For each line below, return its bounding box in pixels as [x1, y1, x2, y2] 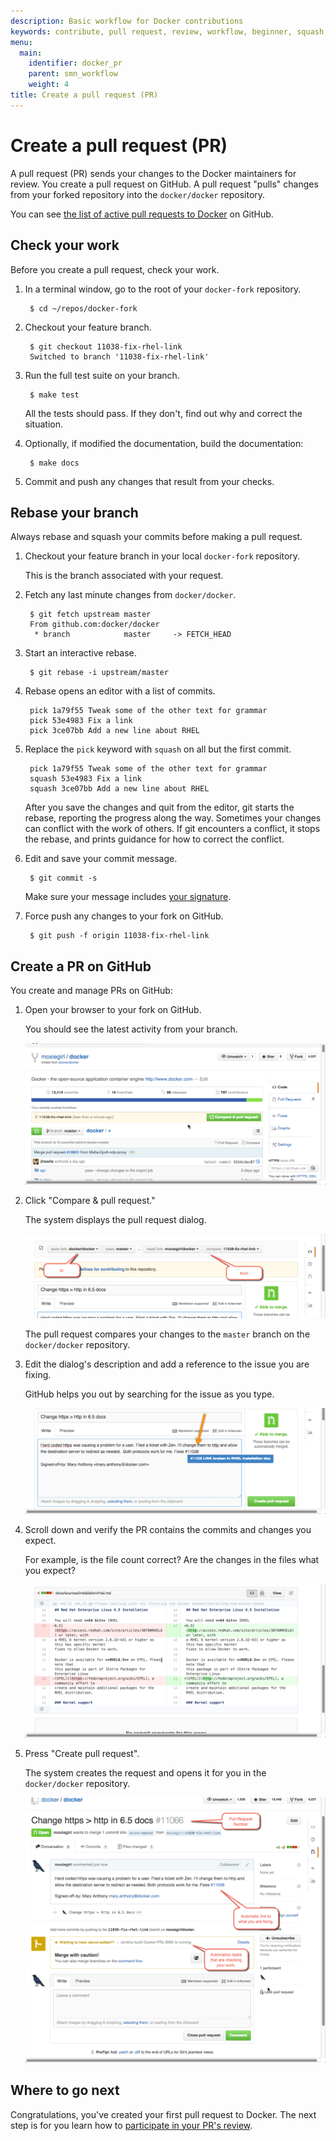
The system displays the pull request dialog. [24, 1213, 207, 1225]
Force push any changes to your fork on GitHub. [24, 910, 224, 922]
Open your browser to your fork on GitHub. [24, 1004, 202, 1016]
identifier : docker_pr [28, 58, 123, 69]
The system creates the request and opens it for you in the [24, 1766, 267, 1779]
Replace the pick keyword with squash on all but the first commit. [24, 743, 292, 755]
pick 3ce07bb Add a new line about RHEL [29, 726, 201, 736]
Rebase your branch [10, 504, 139, 521]
